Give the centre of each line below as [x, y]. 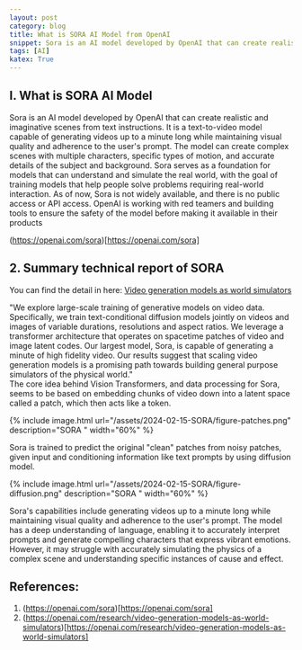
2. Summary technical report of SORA [117, 268]
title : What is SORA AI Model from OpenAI [90, 34]
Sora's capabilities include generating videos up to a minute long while [140, 511]
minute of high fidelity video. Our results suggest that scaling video [133, 355]
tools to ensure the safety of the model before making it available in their [144, 213]
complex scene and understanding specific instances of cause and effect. [147, 558]
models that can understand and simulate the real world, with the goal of [144, 174]
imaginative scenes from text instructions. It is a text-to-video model [136, 127]
